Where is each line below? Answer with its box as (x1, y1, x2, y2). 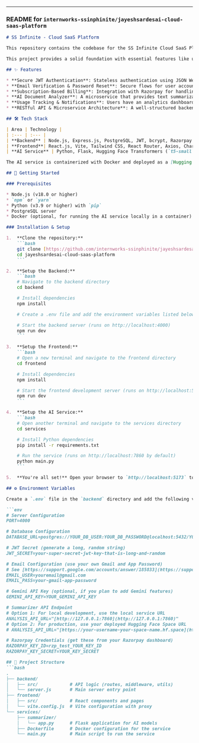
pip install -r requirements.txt (17, 442, 99, 448)
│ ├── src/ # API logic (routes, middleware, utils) (6, 681, 174, 687)
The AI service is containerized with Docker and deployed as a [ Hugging (6, 159, 192, 165)
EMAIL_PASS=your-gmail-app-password (6, 578, 97, 584)
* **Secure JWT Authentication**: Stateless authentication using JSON (6, 77, 187, 83)
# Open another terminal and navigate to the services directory (17, 420, 182, 426)
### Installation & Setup (6, 224, 70, 231)
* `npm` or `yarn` (6, 197, 52, 203)
